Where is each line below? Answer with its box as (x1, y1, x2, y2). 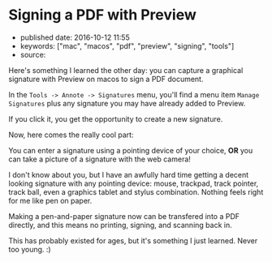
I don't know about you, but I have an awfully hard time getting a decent (8, 170, 249, 179)
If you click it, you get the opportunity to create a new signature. (8, 114, 223, 123)
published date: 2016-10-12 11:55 (19, 32, 130, 42)
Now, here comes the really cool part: (8, 130, 134, 140)
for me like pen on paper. (8, 195, 93, 205)
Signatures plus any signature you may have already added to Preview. (8, 98, 246, 108)
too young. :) (8, 244, 51, 254)
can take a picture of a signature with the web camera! (8, 154, 191, 164)
